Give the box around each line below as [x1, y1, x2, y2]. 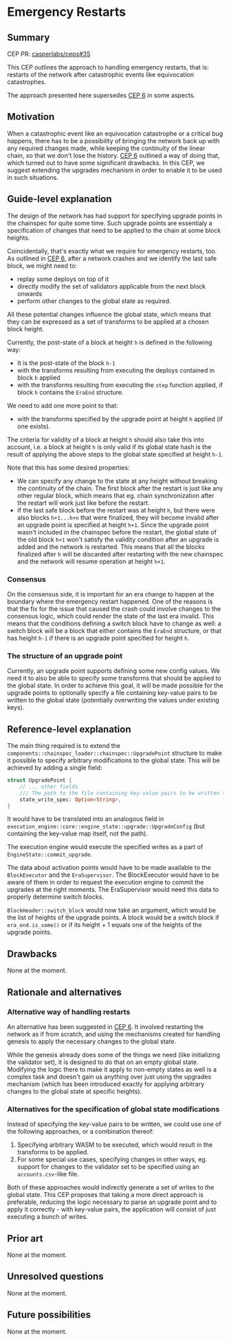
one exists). [16, 422, 50, 430]
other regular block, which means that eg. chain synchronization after [16, 491, 214, 499]
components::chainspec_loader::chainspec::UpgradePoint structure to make [7, 749, 222, 758]
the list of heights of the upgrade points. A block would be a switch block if [7, 913, 220, 922]
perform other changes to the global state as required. [16, 297, 171, 305]
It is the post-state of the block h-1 [16, 359, 115, 367]
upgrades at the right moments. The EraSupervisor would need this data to [7, 886, 219, 894]
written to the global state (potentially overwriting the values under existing [7, 696, 220, 705]
